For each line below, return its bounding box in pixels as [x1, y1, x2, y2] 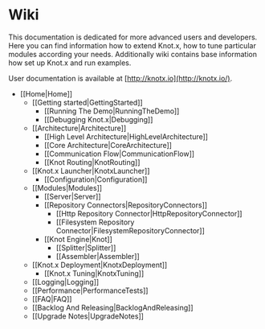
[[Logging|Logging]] [31, 277, 100, 286]
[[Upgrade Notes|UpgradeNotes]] [31, 311, 145, 321]
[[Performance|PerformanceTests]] [31, 286, 149, 295]
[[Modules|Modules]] [31, 183, 103, 192]
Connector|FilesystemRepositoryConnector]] [55, 225, 205, 235]
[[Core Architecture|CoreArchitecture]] [43, 140, 173, 150]
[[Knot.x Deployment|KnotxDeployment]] [31, 260, 168, 269]
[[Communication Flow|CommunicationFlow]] [43, 149, 195, 158]
